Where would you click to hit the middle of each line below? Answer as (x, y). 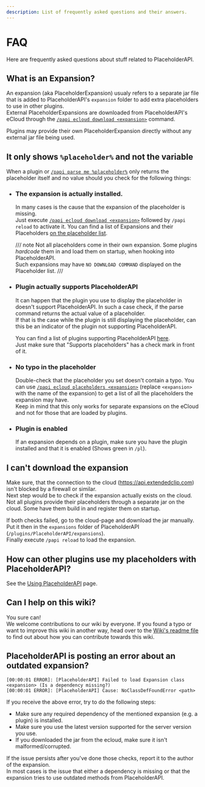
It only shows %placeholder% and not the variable (100, 157)
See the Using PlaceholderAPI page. (52, 583)
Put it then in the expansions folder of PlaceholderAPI (73, 527)
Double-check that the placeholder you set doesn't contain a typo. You (105, 381)
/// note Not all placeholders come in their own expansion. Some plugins (106, 245)
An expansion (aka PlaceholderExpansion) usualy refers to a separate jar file (102, 93)
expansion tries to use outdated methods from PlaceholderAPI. (85, 777)
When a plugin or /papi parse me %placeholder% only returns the (88, 171)
